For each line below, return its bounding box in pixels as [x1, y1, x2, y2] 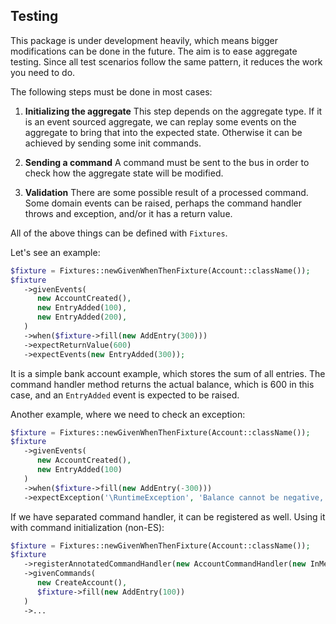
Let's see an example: [10, 246, 101, 258]
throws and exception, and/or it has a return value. [24, 207, 233, 219]
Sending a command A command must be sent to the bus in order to [24, 156, 310, 168]
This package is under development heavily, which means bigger [10, 34, 278, 46]
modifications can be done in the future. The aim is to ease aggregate [10, 45, 298, 57]
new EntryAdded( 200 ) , [36, 312, 128, 323]
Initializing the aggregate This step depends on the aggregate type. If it [24, 105, 323, 117]
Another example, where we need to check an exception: [10, 408, 246, 420]
